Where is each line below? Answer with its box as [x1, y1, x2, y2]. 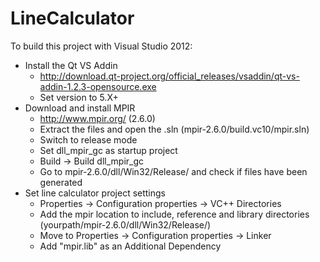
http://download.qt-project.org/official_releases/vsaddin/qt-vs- [39, 70, 300, 82]
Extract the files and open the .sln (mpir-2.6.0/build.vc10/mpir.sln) [39, 123, 310, 135]
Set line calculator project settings [24, 187, 166, 199]
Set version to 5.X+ [39, 91, 119, 103]
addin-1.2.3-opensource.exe [39, 80, 157, 92]
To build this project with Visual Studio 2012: [10, 40, 193, 52]
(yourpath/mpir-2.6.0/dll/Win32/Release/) [39, 218, 212, 231]
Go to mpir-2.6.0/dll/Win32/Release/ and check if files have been [39, 165, 308, 177]
